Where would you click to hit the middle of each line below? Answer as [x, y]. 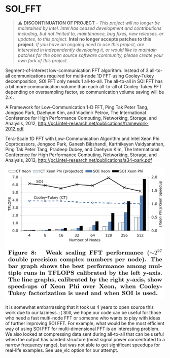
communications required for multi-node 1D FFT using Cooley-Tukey [82, 76]
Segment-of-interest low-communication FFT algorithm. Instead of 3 [77, 70]
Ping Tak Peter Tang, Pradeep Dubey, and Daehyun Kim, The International [82, 149]
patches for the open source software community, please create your [90, 55]
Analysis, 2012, [21, 123]
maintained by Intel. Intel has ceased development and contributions [90, 28]
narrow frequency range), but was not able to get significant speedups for [83, 345]
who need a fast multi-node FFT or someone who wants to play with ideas [83, 318]
